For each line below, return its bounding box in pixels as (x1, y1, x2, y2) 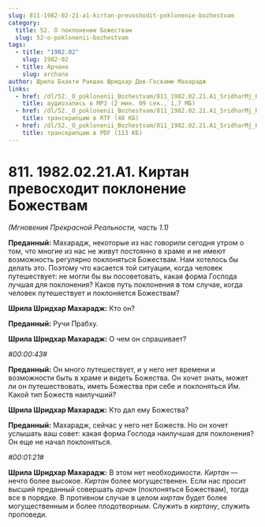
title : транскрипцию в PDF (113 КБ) (22, 129, 144, 136)
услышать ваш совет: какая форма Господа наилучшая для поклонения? (8, 428, 255, 438)
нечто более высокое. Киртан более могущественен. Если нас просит (8, 476, 247, 485)
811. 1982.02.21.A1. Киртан (8, 163, 189, 181)
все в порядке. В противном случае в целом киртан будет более (8, 492, 227, 502)
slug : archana (22, 70, 69, 78)
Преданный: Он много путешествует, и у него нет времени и (8, 364, 215, 374)
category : (8, 19, 41, 27)
